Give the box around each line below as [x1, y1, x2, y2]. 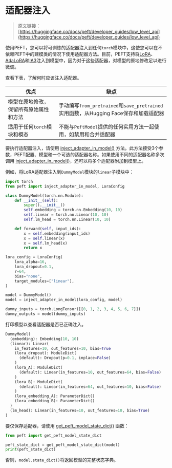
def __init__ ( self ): [14, 198, 58, 203]
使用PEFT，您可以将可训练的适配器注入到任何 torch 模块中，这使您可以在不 [5, 44, 163, 50]
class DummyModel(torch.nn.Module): [5, 193, 83, 198]
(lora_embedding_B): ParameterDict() [14, 399, 95, 404]
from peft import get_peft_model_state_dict [5, 433, 102, 438]
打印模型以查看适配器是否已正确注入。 [5, 321, 86, 327]
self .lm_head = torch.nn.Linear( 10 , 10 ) [24, 217, 111, 222]
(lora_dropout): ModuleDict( [14, 350, 77, 356]
